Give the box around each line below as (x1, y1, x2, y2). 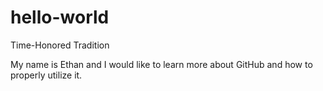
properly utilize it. (10, 69, 83, 81)
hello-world (10, 6, 110, 29)
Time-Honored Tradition (10, 39, 110, 51)
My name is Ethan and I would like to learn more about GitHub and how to (10, 58, 313, 70)
